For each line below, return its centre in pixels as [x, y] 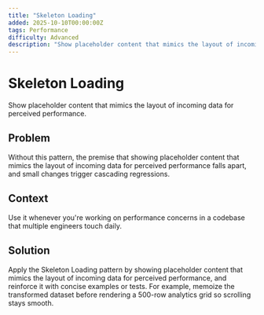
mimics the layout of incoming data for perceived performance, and [117, 278]
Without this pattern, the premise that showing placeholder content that [124, 157]
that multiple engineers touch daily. [65, 225]
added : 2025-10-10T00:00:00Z [56, 23]
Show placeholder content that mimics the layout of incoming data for [121, 105]
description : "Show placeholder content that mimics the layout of [121, 45]
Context [28, 198]
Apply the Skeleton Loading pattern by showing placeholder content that [126, 269]
